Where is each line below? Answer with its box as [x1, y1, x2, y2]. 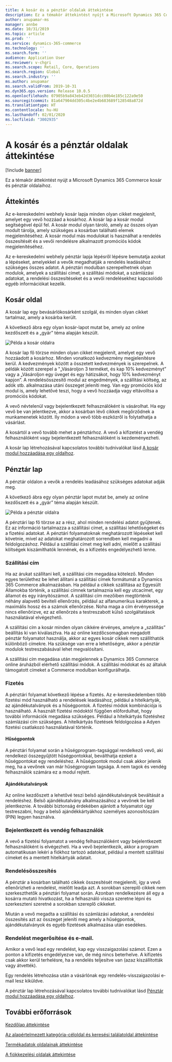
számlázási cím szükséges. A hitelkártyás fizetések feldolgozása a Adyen [5, 718, 160, 725]
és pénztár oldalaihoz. [5, 182, 52, 189]
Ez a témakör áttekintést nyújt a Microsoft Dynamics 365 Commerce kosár [5, 177, 162, 183]
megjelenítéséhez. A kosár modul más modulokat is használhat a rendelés [5, 233, 161, 239]
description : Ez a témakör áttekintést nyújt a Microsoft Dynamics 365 [5, 12, 161, 17]
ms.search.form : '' [5, 50, 47, 55]
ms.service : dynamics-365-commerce [5, 41, 81, 46]
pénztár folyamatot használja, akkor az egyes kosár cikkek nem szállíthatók [5, 635, 164, 641]
